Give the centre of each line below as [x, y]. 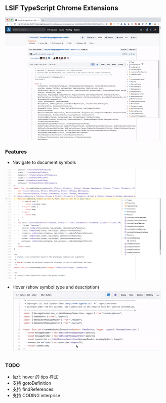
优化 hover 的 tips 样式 [35, 377]
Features [16, 152]
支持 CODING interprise [36, 395]
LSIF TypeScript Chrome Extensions [62, 8]
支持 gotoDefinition [32, 383]
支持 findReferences [33, 389]
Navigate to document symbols [44, 162]
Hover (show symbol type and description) [56, 287]
